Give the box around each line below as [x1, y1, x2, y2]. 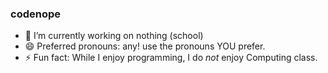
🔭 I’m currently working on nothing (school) [24, 30, 204, 42]
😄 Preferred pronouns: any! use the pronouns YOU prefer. [24, 40, 266, 52]
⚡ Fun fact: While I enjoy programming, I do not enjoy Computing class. [24, 52, 318, 64]
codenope [10, 7, 61, 21]
